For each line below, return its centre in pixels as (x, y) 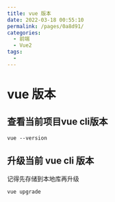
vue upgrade (24, 192)
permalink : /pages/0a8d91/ (46, 26)
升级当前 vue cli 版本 (51, 161)
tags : (15, 52)
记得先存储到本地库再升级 (43, 179)
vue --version (27, 138)
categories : (24, 33)
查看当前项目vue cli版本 (57, 122)
